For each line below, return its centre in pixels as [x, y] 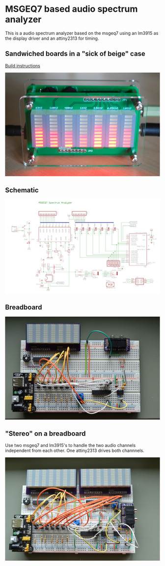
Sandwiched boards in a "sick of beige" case [75, 54]
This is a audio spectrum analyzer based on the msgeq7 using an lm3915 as [82, 33]
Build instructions [23, 65]
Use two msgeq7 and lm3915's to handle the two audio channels [70, 446]
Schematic [22, 190]
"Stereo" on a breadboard [45, 433]
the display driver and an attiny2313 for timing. [52, 38]
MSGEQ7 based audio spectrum [71, 9]
